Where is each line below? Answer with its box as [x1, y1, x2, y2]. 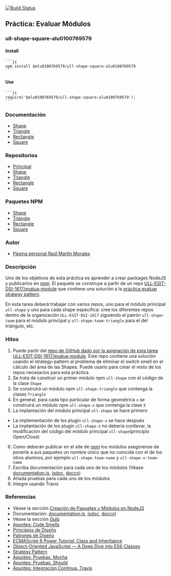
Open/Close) [12, 434, 40, 440]
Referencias [5, 493, 36, 501]
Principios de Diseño [12, 527, 57, 533]
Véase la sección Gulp [12, 516, 60, 522]
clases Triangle [12, 391, 46, 397]
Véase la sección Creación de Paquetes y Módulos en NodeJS [12, 505, 144, 511]
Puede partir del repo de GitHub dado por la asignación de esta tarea [12, 347, 158, 354]
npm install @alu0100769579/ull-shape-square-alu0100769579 [5, 64, 136, 69]
